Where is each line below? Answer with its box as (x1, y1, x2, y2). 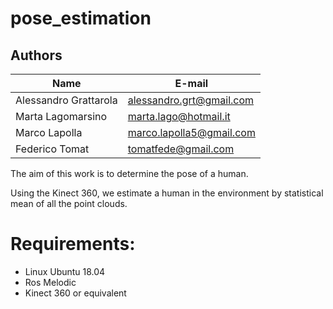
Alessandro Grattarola (15, 93, 118, 107)
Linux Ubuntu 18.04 (24, 265, 106, 277)
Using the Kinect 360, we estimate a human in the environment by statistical (10, 187, 324, 199)
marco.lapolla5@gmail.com (127, 126, 256, 139)
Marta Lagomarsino (15, 110, 108, 123)
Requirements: (10, 233, 136, 256)
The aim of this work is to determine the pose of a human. (10, 168, 249, 179)
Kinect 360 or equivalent (24, 287, 127, 299)
